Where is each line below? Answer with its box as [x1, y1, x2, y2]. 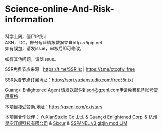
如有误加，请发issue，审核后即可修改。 [5, 45, 84, 52]
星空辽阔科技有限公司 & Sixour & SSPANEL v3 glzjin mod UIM [5, 120, 128, 126]
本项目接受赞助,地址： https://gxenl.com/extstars [5, 104, 102, 109]
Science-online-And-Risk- [5, 3, 115, 15]
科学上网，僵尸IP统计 [5, 33, 48, 40]
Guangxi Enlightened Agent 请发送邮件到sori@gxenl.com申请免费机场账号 [5, 87, 154, 93]
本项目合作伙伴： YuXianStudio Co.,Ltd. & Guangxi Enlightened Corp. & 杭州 [5, 114, 158, 120]
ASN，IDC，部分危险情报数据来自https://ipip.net [5, 40, 102, 45]
